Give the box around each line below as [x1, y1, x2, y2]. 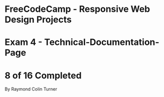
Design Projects [4, 14, 72, 25]
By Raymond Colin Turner [4, 86, 57, 92]
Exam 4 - [4, 37, 43, 48]
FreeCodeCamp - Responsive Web [4, 3, 151, 15]
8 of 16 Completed [4, 70, 82, 81]
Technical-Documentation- [44, 37, 160, 48]
